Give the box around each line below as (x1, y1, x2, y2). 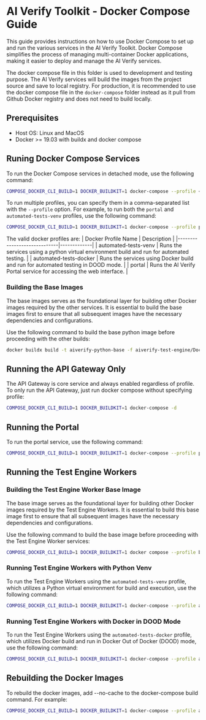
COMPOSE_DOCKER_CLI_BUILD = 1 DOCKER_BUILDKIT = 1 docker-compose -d (6, 405, 177, 412)
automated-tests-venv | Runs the (98, 242, 182, 249)
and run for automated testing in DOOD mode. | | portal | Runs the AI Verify (6, 261, 196, 269)
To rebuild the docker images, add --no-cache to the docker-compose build (6, 689, 198, 697)
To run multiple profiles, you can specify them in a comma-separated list (6, 199, 190, 207)
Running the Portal (6, 422, 80, 432)
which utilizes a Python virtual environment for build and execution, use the (6, 584, 197, 591)
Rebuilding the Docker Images (6, 673, 124, 683)
